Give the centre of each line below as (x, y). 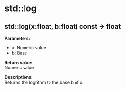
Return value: (19, 62)
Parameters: (17, 38)
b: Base (19, 53)
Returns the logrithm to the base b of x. (44, 82)
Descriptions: (19, 77)
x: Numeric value (29, 48)
